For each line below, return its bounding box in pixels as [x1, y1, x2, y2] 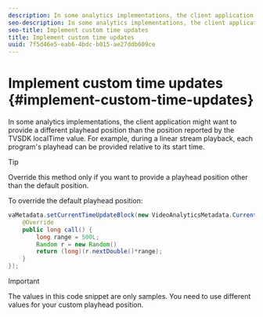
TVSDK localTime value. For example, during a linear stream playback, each [8, 134, 253, 144]
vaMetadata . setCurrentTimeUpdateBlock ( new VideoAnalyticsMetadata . [8, 211, 233, 220]
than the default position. [8, 181, 89, 191]
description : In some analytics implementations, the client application [8, 11, 254, 20]
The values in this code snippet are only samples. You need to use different [8, 292, 251, 301]
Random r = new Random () [36, 240, 117, 248]
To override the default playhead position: [8, 196, 143, 206]
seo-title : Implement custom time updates [8, 26, 149, 34]
